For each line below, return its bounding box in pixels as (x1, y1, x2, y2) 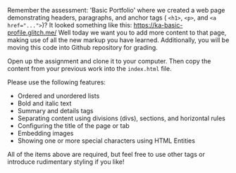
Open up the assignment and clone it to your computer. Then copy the (7, 57, 211, 65)
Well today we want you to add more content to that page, (58, 28, 227, 37)
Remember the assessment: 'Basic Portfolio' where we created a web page (7, 6, 225, 14)
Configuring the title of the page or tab (17, 122, 130, 129)
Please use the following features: (7, 78, 106, 86)
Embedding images (17, 129, 74, 137)
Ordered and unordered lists (17, 91, 100, 100)
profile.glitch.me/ (7, 28, 57, 37)
